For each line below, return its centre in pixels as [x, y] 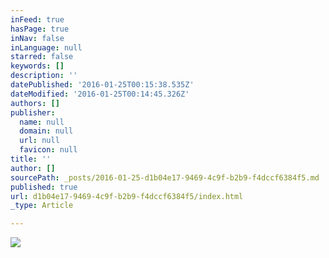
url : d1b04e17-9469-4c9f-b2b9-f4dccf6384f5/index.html [127, 196]
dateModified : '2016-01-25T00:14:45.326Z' [100, 94]
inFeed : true [37, 19]
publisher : [33, 112]
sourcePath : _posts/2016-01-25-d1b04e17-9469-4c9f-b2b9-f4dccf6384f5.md [165, 177]
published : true [44, 187]
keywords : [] [37, 66]
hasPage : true [40, 29]
